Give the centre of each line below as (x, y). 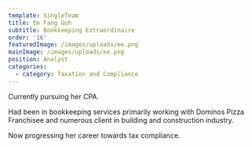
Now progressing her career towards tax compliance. (94, 135)
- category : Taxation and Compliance (77, 74)
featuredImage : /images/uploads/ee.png (73, 45)
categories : (27, 67)
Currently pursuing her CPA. (54, 96)
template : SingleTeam (44, 15)
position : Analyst (38, 60)
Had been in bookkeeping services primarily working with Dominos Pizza (126, 112)
